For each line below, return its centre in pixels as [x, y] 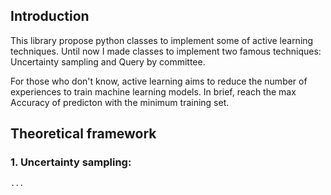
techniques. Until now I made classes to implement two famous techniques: [166, 51]
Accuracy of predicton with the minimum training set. [120, 102]
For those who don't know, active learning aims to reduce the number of [159, 81]
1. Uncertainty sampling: [71, 162]
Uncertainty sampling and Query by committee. [108, 61]
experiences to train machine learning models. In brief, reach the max [153, 91]
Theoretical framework [83, 134]
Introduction [50, 16]
